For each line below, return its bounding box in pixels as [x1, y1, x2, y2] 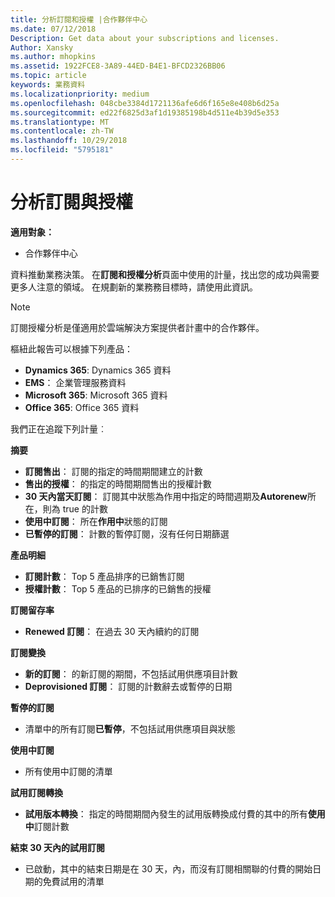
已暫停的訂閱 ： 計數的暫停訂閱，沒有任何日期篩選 [24, 527, 230, 540]
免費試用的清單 [42, 875, 105, 887]
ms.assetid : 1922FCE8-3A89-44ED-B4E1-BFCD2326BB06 [10, 61, 226, 71]
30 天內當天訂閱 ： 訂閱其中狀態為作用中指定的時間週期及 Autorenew [24, 490, 308, 502]
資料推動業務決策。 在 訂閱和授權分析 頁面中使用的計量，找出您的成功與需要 [10, 268, 320, 280]
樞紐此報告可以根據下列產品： [10, 342, 133, 355]
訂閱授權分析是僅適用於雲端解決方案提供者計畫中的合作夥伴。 [10, 321, 265, 333]
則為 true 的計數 [42, 502, 108, 515]
